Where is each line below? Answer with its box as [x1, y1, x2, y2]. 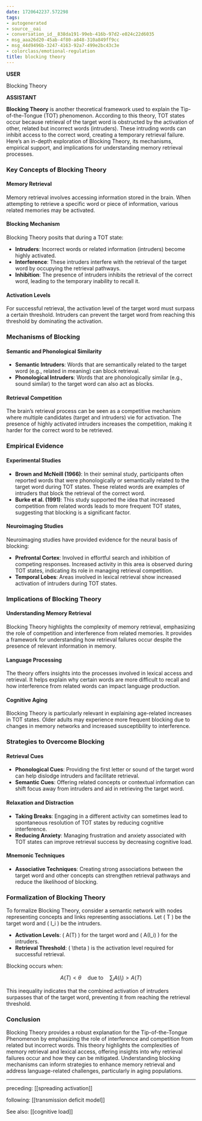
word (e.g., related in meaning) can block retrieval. [14, 368, 140, 375]
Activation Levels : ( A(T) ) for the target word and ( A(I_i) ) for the [14, 931, 178, 939]
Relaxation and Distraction [6, 799, 74, 806]
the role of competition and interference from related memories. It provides [6, 629, 192, 637]
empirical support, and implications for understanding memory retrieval [6, 144, 183, 151]
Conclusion [6, 1015, 41, 1023]
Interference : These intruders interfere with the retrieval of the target [14, 258, 187, 266]
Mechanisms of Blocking [6, 333, 80, 341]
